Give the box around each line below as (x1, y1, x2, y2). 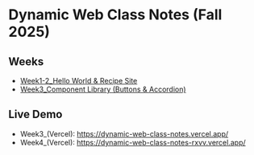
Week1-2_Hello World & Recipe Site (19, 76, 138, 85)
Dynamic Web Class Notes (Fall (8, 6, 223, 24)
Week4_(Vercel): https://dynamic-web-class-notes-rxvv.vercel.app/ (19, 137, 246, 147)
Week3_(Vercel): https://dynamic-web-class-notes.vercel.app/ (19, 128, 229, 138)
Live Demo (8, 108, 63, 121)
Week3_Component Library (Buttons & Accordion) (19, 84, 187, 94)
